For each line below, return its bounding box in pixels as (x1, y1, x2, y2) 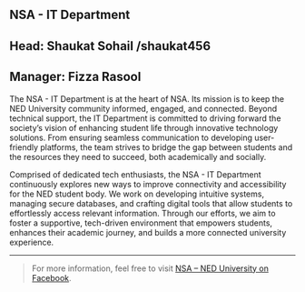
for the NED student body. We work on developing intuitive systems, (9, 188, 265, 199)
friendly (9, 141, 39, 153)
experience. (9, 237, 54, 247)
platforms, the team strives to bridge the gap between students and (40, 141, 293, 153)
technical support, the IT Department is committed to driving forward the (9, 113, 281, 124)
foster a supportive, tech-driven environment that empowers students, (9, 217, 273, 228)
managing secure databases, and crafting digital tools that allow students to (9, 197, 293, 208)
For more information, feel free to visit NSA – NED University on (31, 263, 270, 274)
